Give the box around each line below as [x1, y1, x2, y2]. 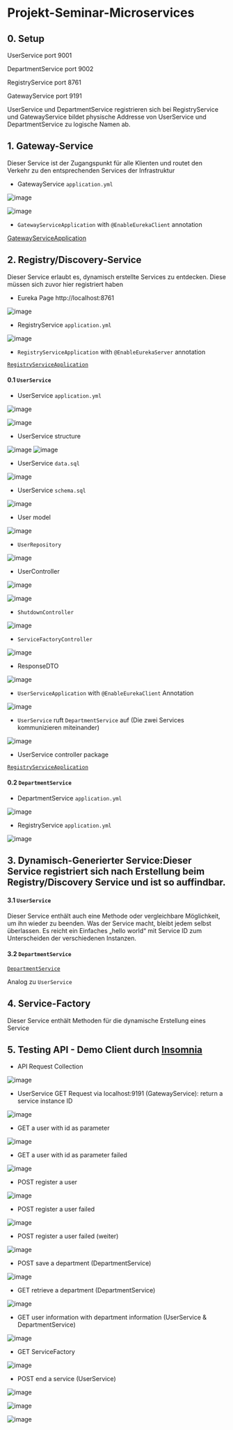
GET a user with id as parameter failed [17, 1151, 127, 1159]
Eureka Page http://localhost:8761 [17, 293, 115, 301]
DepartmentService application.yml [17, 794, 122, 803]
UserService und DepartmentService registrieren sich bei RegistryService [7, 105, 219, 113]
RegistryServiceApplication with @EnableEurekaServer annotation [17, 348, 206, 356]
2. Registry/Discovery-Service [7, 254, 142, 266]
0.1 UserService [7, 375, 51, 385]
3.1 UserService [7, 896, 51, 904]
